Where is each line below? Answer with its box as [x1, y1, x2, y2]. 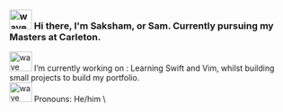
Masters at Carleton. [9, 30, 102, 43]
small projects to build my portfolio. [9, 73, 140, 83]
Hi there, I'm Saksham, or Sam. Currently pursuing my [33, 19, 274, 31]
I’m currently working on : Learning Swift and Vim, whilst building [33, 63, 275, 73]
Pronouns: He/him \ [33, 94, 106, 105]
